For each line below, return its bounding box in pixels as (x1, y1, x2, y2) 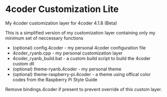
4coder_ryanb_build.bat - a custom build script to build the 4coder (12, 55, 151, 61)
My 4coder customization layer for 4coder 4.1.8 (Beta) (5, 20, 117, 26)
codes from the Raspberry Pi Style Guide (12, 76, 98, 82)
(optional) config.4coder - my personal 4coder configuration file (12, 44, 146, 50)
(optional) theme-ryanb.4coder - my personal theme (12, 66, 122, 72)
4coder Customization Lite (5, 3, 119, 15)
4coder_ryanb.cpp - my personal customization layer (12, 50, 123, 56)
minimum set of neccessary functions (5, 35, 83, 41)
